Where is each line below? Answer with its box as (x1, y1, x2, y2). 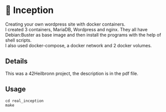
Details (5, 57, 28, 66)
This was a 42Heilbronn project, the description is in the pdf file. (5, 70, 138, 76)
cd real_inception (5, 98, 44, 103)
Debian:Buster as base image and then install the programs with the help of (5, 32, 161, 38)
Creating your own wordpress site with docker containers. (5, 21, 126, 27)
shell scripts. (5, 37, 32, 43)
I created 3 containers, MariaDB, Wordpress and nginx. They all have (5, 26, 148, 32)
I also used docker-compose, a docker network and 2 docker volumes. (5, 42, 152, 48)
